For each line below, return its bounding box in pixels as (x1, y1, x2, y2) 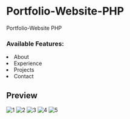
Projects (14, 66, 34, 73)
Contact (14, 73, 34, 80)
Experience (14, 59, 42, 67)
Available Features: (6, 39, 65, 48)
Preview (6, 90, 38, 101)
